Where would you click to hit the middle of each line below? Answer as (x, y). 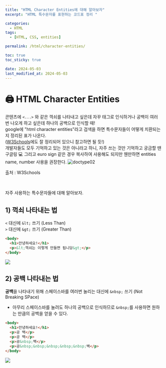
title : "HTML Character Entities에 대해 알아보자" (55, 10)
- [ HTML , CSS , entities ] (35, 37)
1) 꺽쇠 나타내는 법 (31, 210)
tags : (11, 33)
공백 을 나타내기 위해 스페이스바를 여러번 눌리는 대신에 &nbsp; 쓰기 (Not (74, 291)
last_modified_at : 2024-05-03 (37, 73)
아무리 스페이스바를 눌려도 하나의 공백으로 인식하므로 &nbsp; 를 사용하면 (81, 307)
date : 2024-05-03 (23, 69)
